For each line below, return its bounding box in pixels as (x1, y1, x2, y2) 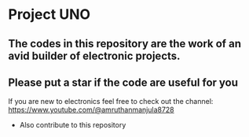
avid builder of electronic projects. (8, 49, 181, 62)
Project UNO (8, 6, 91, 24)
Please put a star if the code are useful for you (8, 76, 238, 89)
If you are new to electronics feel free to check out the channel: (8, 97, 214, 106)
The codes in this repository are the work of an (8, 37, 242, 50)
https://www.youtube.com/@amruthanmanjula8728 (8, 105, 174, 115)
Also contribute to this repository (19, 120, 126, 130)
